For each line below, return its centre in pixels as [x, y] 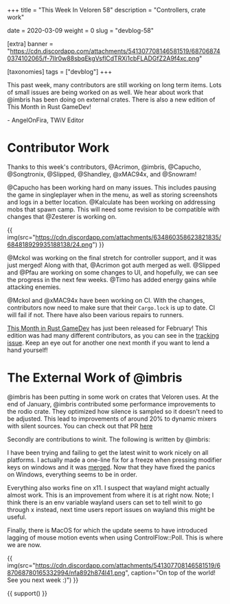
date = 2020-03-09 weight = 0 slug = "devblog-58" [81, 31]
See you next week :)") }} [43, 580]
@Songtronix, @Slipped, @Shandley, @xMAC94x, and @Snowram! [102, 174]
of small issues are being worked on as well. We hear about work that [105, 92]
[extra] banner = [30, 44]
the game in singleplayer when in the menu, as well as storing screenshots [112, 194]
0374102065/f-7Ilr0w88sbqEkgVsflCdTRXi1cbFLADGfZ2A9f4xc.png [103, 58]
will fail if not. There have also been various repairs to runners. [95, 314]
